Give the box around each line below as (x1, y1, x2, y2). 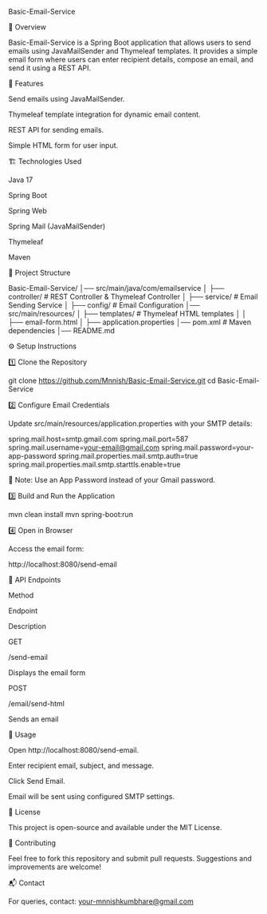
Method (8, 590, 34, 600)
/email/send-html (8, 699, 65, 708)
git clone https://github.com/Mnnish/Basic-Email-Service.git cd (8, 376, 217, 385)
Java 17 (8, 175, 33, 185)
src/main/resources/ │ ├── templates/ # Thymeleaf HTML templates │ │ (8, 309, 247, 318)
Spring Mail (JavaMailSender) (8, 221, 106, 231)
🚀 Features (8, 79, 44, 88)
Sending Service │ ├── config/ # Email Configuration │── (8, 300, 201, 310)
